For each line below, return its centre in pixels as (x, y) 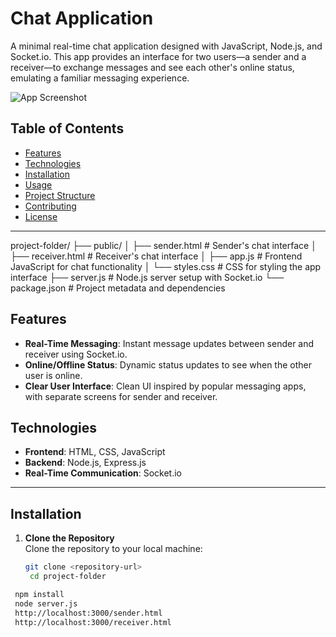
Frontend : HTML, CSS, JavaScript (95, 452)
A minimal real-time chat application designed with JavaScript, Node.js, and (166, 46)
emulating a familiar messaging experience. (100, 78)
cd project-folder (68, 577)
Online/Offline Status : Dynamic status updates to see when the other (168, 364)
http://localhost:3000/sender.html (88, 613)
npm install (39, 594)
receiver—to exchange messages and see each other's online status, (152, 67)
